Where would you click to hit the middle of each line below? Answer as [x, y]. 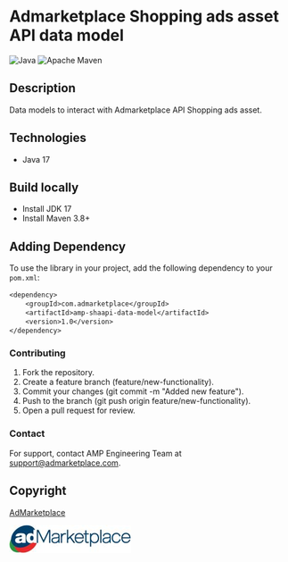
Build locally [44, 187]
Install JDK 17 [47, 209]
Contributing [37, 353]
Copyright [38, 491]
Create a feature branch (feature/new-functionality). [118, 382]
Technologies [48, 138]
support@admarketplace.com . [65, 463]
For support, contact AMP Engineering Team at [96, 453]
